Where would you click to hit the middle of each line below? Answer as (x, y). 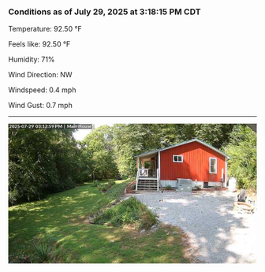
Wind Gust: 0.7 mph (40, 106)
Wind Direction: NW (40, 75)
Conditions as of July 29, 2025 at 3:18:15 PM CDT (105, 12)
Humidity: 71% (32, 60)
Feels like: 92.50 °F (39, 44)
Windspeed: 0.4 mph (42, 90)
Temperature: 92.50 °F (45, 29)
